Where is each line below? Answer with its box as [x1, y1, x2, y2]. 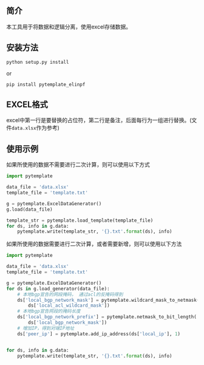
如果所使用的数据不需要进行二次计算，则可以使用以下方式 [6, 161, 150, 168]
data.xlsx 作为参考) [12, 124, 59, 132]
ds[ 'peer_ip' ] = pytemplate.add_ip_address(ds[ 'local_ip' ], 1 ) [17, 330, 181, 337]
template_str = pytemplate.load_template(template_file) [6, 217, 154, 223]
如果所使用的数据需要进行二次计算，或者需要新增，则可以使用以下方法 [6, 240, 182, 248]
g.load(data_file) [6, 206, 53, 213]
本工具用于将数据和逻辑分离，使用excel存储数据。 [6, 23, 132, 30]
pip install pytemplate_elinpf [6, 81, 86, 87]
